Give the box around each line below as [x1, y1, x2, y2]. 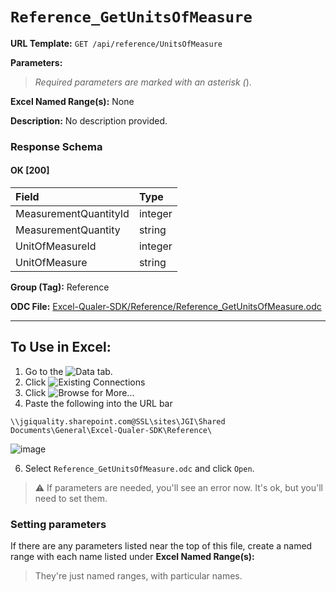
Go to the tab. [24, 365, 113, 377]
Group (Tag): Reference [10, 281, 110, 293]
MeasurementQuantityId [15, 207, 130, 221]
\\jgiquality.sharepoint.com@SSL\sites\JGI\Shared [10, 416, 226, 427]
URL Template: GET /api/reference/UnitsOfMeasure [10, 37, 223, 49]
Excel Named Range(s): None [10, 95, 135, 107]
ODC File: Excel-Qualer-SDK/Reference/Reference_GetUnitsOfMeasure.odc [10, 301, 322, 313]
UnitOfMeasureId [15, 239, 97, 253]
